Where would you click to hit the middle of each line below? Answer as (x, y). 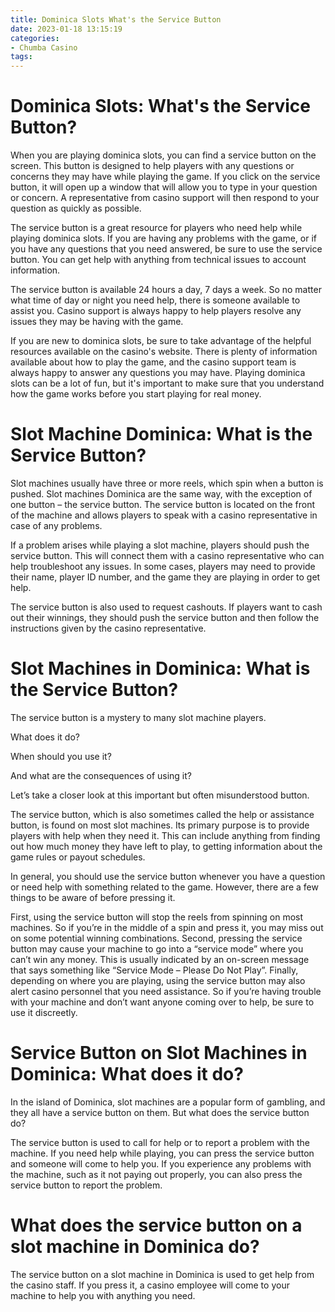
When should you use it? (61, 756)
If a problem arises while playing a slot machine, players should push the (160, 545)
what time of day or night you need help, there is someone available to (155, 300)
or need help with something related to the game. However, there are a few (164, 887)
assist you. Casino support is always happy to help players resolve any (156, 311)
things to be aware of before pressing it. (93, 897)
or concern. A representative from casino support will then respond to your (165, 198)
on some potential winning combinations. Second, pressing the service (156, 938)
